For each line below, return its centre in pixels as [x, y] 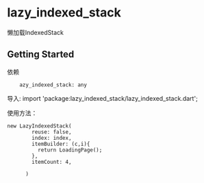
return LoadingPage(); [70, 150]
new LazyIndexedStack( [39, 126]
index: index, [52, 138]
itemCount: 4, [52, 162]
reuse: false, [52, 132]
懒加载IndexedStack [35, 32]
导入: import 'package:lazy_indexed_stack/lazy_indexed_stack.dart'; [103, 98]
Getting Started [41, 54]
